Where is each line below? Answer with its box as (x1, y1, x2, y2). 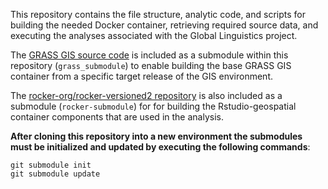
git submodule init (10, 160, 92, 170)
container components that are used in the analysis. (10, 111, 224, 123)
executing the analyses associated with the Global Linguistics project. (10, 30, 298, 41)
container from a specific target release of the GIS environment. (10, 70, 273, 82)
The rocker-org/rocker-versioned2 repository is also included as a (10, 90, 283, 101)
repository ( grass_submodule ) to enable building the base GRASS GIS (10, 60, 292, 71)
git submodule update (10, 169, 101, 179)
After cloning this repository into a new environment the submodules (10, 130, 303, 142)
